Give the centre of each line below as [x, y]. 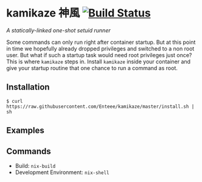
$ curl [15, 101]
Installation [28, 87]
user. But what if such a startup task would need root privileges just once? [99, 55]
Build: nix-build [35, 166]
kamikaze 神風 [43, 13]
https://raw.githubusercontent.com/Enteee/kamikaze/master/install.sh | [100, 107]
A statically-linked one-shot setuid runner [58, 30]
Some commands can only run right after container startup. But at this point [101, 42]
